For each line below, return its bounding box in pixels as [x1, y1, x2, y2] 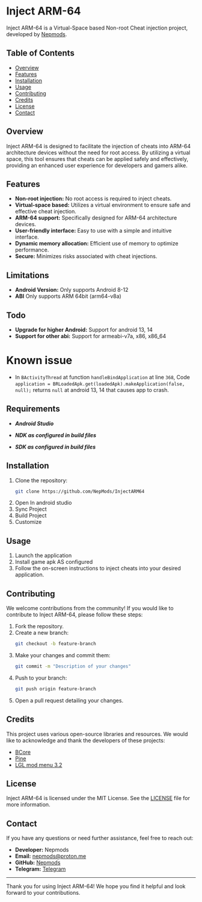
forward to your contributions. [6, 889, 81, 897]
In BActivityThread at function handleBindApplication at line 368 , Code [14, 373, 191, 380]
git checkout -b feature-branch [14, 641, 96, 647]
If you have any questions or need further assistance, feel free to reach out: [6, 834, 194, 842]
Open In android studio [14, 499, 72, 506]
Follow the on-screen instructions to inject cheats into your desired [14, 565, 182, 572]
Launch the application [14, 552, 72, 559]
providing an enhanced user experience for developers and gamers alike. [6, 162, 188, 169]
